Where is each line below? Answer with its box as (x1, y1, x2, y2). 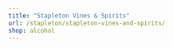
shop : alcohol (8, 26, 56, 34)
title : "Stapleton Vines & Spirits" (8, 11, 130, 20)
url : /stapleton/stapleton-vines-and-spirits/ (8, 19, 166, 27)
